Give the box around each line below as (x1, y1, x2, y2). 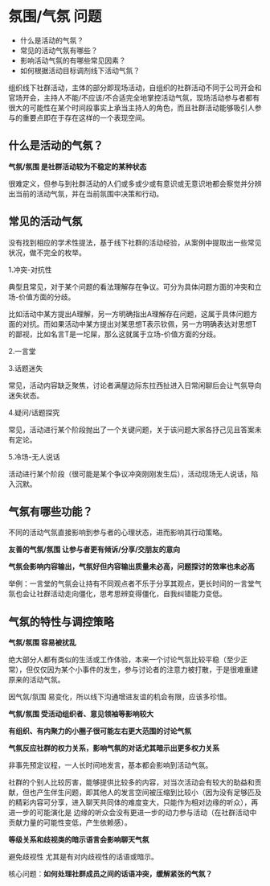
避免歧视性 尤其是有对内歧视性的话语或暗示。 (8, 852, 158, 862)
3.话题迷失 (8, 363, 43, 373)
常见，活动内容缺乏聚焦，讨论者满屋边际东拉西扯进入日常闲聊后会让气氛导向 (8, 380, 262, 390)
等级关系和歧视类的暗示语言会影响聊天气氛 (8, 834, 149, 845)
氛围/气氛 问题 (8, 7, 102, 26)
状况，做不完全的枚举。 (8, 247, 86, 258)
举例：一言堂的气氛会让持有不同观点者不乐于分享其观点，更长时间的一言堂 (8, 579, 255, 588)
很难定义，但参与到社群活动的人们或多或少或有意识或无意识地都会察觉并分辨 (8, 179, 262, 188)
